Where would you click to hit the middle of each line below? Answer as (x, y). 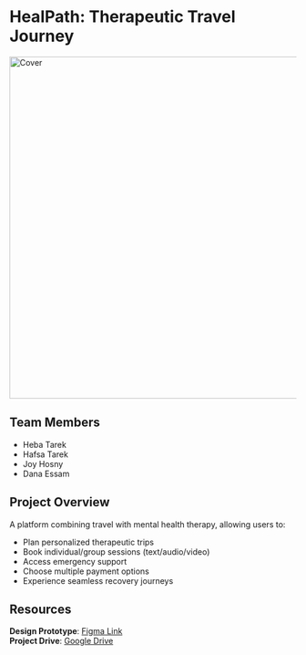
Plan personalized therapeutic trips (88, 542)
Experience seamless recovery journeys (98, 580)
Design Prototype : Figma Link (66, 631)
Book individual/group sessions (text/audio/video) (116, 551)
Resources (41, 609)
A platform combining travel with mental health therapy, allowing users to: (148, 524)
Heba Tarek (44, 444)
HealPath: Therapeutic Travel (122, 17)
